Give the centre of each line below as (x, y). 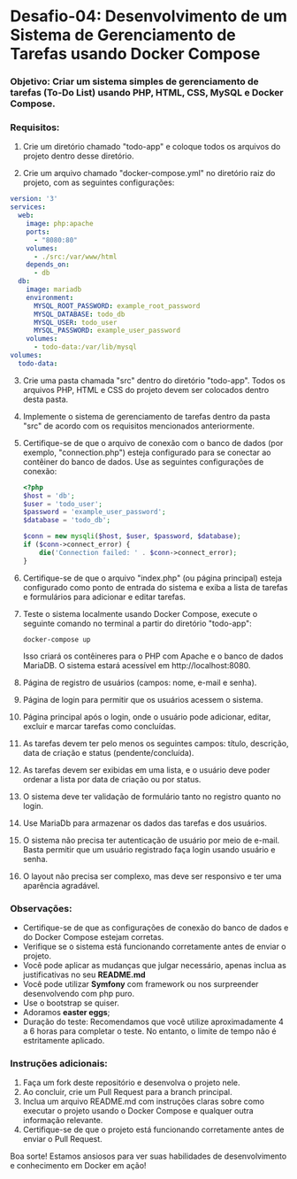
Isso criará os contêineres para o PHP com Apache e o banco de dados (153, 656)
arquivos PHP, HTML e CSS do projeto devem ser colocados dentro (146, 389)
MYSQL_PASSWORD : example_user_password (107, 331)
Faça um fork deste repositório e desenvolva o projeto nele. (132, 1083)
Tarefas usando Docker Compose (135, 54)
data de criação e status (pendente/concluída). (108, 752)
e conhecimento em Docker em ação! (78, 1166)
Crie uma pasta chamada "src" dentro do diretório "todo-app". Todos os (154, 380)
